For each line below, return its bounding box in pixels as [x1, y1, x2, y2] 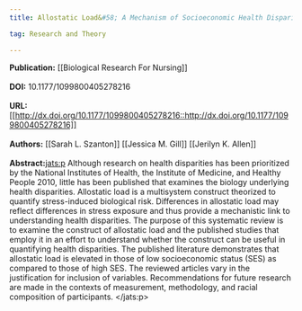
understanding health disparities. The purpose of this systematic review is [9, 215, 284, 226]
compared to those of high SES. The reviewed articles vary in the [9, 262, 250, 273]
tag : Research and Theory [9, 29, 106, 39]
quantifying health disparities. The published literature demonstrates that [9, 244, 280, 254]
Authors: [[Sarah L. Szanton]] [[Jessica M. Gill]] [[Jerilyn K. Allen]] [9, 138, 257, 149]
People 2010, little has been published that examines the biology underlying [9, 176, 289, 187]
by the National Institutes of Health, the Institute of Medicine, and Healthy [9, 167, 281, 178]
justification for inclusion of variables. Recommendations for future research [9, 271, 292, 283]
